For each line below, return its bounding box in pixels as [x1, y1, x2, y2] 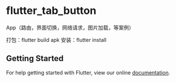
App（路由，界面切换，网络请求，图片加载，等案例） [6, 24, 134, 31]
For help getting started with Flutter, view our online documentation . [6, 69, 170, 76]
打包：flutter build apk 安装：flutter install [6, 36, 107, 43]
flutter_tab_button [6, 4, 97, 17]
